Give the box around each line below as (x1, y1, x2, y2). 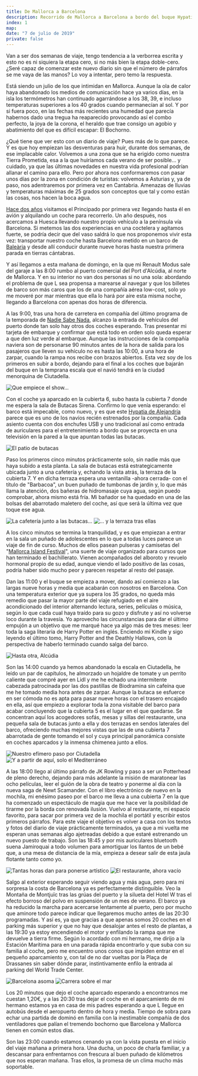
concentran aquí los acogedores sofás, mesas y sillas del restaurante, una (6, 714, 187, 720)
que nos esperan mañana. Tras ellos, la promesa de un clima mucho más (6, 1057, 183, 1064)
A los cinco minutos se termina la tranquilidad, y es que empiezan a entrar (6, 529, 186, 536)
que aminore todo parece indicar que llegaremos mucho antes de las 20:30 (6, 910, 189, 917)
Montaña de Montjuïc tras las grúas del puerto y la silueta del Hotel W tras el (6, 891, 192, 898)
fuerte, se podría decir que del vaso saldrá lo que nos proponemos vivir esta (6, 231, 192, 238)
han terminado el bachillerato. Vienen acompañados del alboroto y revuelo (6, 554, 187, 561)
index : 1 (6, 19, 28, 25)
